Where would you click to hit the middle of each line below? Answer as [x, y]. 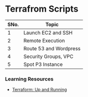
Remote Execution [44, 40]
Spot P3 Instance [43, 64]
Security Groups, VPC [49, 56]
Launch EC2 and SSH [48, 33]
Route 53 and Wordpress [52, 48]
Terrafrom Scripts [42, 9]
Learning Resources [29, 79]
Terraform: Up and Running [39, 90]
